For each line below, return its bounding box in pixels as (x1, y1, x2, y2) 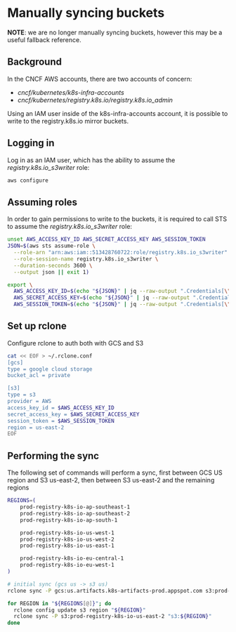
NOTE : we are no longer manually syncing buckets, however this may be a (7, 28, 223, 37)
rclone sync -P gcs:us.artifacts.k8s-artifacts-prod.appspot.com (7, 587, 202, 594)
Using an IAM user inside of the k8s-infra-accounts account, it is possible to (7, 109, 228, 117)
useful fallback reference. (7, 35, 82, 44)
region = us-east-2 (7, 423, 65, 431)
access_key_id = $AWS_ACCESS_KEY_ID (7, 404, 114, 412)
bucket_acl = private (7, 372, 71, 379)
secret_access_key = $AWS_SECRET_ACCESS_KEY (7, 411, 140, 418)
